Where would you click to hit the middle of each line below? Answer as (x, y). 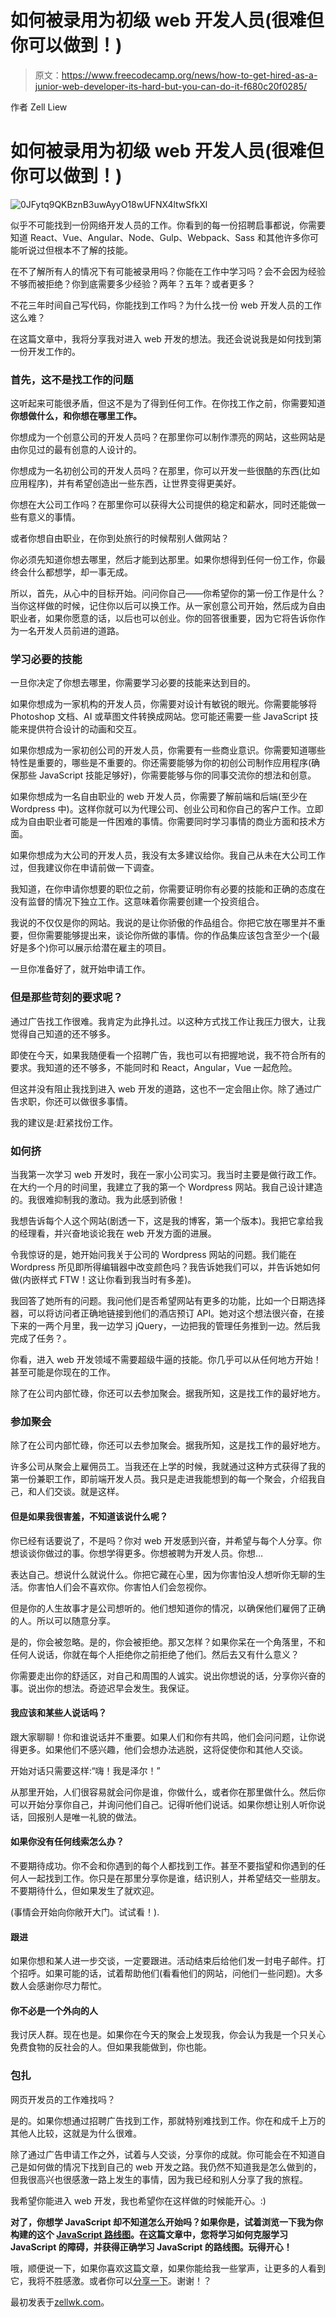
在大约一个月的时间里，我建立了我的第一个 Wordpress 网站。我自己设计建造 (166, 1187)
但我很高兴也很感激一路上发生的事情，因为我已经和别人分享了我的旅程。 (159, 2179)
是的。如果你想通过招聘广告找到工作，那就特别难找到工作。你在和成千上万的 (168, 2120)
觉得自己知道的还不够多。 (63, 1033)
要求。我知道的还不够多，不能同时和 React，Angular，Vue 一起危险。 (154, 1067)
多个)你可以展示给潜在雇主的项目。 (99, 948)
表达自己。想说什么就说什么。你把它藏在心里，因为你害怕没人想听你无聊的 (163, 1574)
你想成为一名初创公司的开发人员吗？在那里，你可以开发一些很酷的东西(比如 (165, 471)
